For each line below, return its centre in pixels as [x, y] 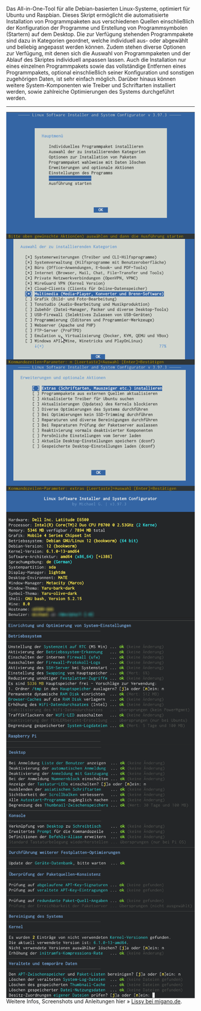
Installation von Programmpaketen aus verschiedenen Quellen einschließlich [100, 21]
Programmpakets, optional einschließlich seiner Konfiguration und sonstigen [100, 72]
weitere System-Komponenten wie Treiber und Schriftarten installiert [91, 85]
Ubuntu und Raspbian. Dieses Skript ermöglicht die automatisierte [87, 15]
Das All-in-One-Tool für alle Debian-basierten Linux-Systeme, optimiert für [98, 9]
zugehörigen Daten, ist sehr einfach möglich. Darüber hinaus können [91, 79]
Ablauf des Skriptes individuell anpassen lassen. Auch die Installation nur [96, 60]
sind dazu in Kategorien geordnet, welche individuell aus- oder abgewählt [97, 41]
